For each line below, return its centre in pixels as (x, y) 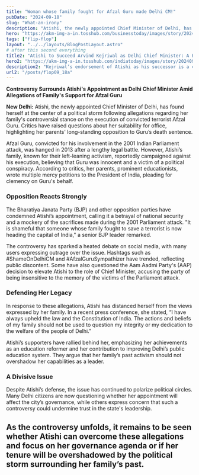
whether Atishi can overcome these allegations (95, 436)
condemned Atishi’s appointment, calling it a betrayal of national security (95, 216)
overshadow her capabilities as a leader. (55, 361)
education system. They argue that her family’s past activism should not (94, 355)
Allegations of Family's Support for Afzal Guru (64, 95)
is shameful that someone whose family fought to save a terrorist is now (94, 228)
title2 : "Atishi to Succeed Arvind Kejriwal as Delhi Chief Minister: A (98, 56)
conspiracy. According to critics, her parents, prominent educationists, (92, 169)
